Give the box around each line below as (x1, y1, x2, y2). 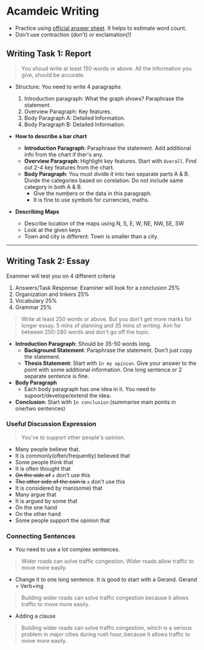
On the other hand (15, 510, 61, 517)
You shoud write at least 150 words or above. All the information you (21, 65, 192, 72)
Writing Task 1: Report (6, 49, 92, 59)
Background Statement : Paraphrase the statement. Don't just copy (24, 346, 192, 354)
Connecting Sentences (6, 532, 76, 540)
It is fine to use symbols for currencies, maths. (33, 196, 150, 203)
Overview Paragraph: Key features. (24, 108, 112, 115)
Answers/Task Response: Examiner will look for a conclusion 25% (15, 284, 180, 291)
